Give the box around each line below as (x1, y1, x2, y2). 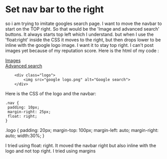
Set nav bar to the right (5, 4, 104, 15)
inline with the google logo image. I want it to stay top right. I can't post (5, 42, 154, 48)
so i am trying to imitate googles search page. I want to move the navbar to (5, 20, 162, 26)
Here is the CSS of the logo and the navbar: (5, 90, 96, 96)
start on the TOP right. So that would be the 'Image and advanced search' (5, 25, 160, 32)
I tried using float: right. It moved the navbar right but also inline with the (5, 142, 156, 148)
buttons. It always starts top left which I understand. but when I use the (5, 31, 154, 37)
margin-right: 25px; (7, 109, 51, 114)
